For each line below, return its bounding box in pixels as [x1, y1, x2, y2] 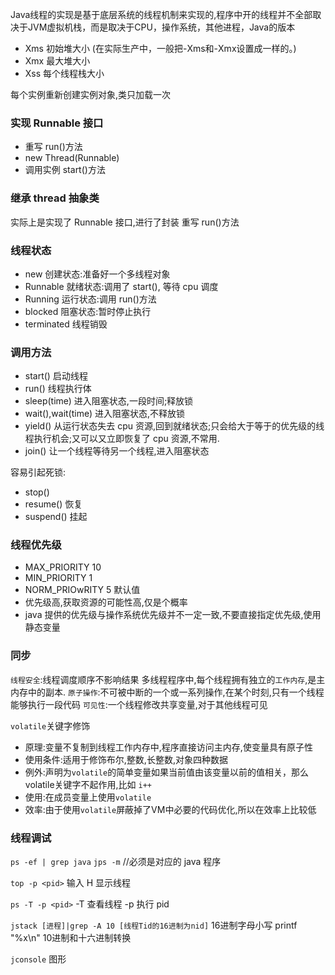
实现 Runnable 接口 [10, 116, 104, 130]
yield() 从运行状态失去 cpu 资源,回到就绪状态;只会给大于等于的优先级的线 [24, 420, 325, 432]
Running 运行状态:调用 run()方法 [24, 293, 157, 305]
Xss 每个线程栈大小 [24, 68, 105, 79]
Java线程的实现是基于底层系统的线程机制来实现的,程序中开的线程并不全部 [10, 9, 313, 20]
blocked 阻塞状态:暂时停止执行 [24, 305, 152, 317]
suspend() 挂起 [24, 511, 88, 523]
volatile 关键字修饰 [10, 719, 91, 732]
